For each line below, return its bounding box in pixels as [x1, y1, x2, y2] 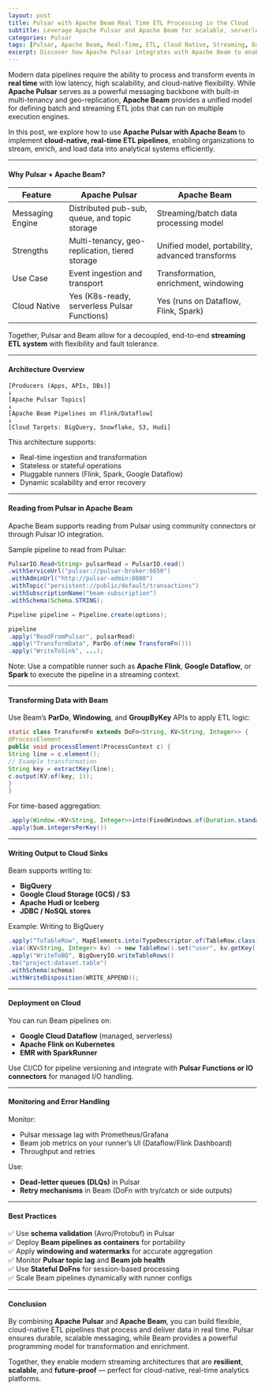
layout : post [8, 11, 51, 20]
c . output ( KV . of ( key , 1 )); [8, 772, 93, 780]
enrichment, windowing [156, 278, 244, 289]
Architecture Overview [8, 364, 85, 374]
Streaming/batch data [156, 208, 238, 219]
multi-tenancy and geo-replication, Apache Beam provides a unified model [8, 96, 252, 104]
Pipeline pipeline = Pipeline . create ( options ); [8, 611, 168, 618]
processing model [156, 218, 224, 229]
